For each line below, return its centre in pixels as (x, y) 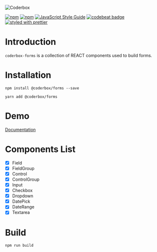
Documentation (20, 129)
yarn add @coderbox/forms (31, 97)
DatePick (21, 201)
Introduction (31, 42)
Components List (40, 149)
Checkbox (22, 190)
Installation (28, 75)
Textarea (21, 212)
